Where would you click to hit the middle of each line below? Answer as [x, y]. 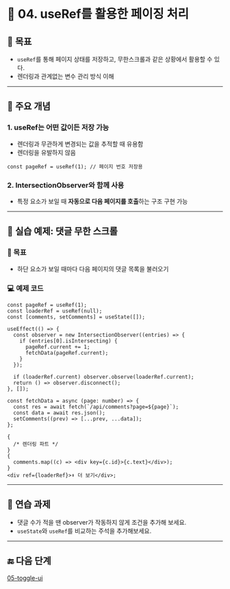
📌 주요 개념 [29, 106]
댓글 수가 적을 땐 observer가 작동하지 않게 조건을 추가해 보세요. [102, 522]
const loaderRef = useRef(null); [55, 311]
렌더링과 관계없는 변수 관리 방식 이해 [65, 76]
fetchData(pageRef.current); [67, 353]
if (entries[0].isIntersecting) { [68, 341]
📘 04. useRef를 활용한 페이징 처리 [98, 14]
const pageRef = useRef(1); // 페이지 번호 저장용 [75, 166]
